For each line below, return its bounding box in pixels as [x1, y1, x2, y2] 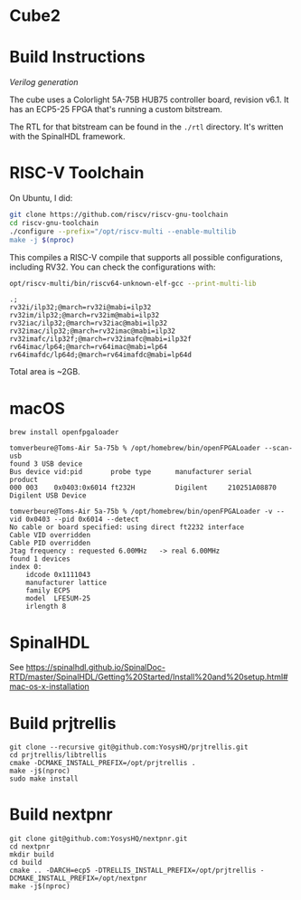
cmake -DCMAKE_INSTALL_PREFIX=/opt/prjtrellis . [9, 759, 196, 768]
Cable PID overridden [9, 539, 91, 548]
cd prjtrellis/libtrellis [9, 751, 107, 760]
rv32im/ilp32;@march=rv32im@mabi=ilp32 [9, 311, 160, 320]
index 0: [9, 563, 42, 572]
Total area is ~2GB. [9, 366, 80, 377]
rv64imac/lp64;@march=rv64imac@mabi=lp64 [9, 343, 168, 352]
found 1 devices [9, 554, 71, 564]
